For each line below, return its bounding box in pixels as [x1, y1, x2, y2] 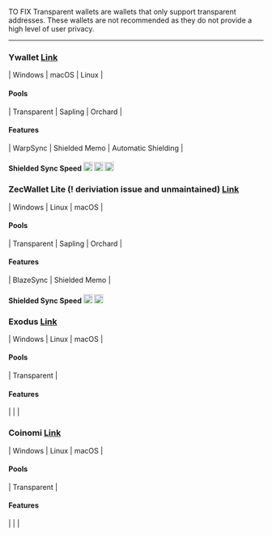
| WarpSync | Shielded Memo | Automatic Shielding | [8, 143, 184, 153]
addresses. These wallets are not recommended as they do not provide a [8, 15, 253, 25]
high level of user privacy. [8, 24, 95, 33]
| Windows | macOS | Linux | [8, 70, 104, 80]
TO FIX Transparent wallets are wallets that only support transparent [8, 7, 236, 16]
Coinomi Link [8, 428, 62, 439]
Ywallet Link [8, 52, 58, 63]
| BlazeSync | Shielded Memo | [8, 275, 111, 285]
